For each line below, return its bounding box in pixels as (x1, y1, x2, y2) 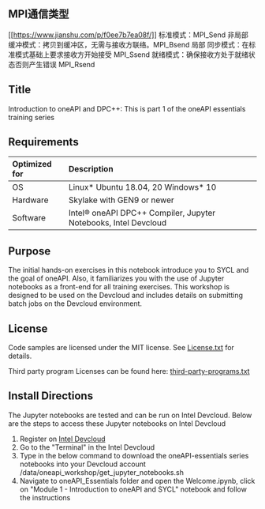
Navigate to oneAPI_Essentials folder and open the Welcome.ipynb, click (19, 476, 256, 485)
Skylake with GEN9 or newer (68, 194, 175, 205)
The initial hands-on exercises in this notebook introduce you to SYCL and (8, 266, 249, 275)
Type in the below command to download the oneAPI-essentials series (19, 451, 249, 460)
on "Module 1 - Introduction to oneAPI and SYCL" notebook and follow (19, 484, 247, 494)
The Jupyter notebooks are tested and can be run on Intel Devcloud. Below (8, 410, 252, 420)
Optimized (12, 159, 53, 170)
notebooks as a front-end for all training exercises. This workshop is (8, 282, 230, 292)
